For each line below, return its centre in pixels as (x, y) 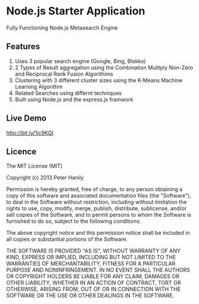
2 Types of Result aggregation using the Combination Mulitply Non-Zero (104, 67)
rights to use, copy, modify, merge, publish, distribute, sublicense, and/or (97, 208)
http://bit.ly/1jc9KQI (30, 133)
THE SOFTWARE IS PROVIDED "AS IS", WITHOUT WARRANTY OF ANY (94, 251)
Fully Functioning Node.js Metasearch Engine (62, 28)
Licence (22, 151)
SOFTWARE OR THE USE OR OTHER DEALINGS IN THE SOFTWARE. (90, 296)
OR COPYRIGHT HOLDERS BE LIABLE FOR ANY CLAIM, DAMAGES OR (93, 276)
